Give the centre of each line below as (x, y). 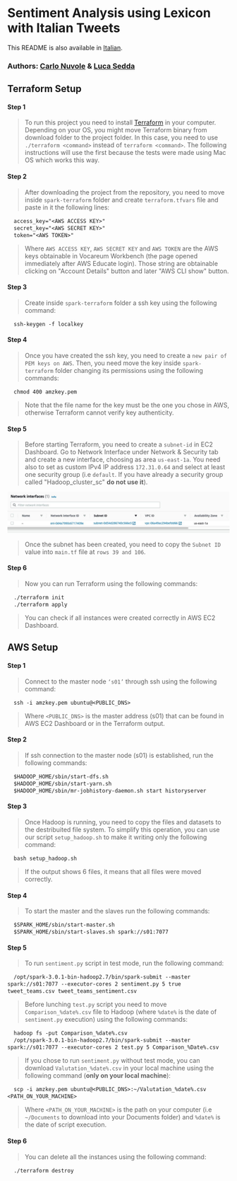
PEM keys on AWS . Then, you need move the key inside (103, 363)
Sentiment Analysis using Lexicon (109, 13)
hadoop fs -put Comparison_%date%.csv (71, 1033)
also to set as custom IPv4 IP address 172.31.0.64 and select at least (125, 467)
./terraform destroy (44, 1170)
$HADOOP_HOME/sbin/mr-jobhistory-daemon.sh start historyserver (110, 790)
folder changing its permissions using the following (129, 371)
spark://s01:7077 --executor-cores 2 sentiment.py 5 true (94, 984)
